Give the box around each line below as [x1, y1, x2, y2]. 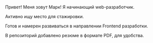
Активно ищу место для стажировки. [5, 14, 84, 19]
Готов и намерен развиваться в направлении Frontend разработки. [5, 23, 148, 29]
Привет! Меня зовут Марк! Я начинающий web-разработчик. [5, 4, 135, 10]
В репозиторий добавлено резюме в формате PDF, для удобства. [5, 33, 144, 38]
